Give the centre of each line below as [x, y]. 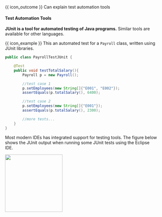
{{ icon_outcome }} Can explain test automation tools [58, 7]
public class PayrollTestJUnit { [39, 58]
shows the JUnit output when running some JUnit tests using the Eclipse [77, 143]
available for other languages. [35, 34]
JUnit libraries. [20, 48]
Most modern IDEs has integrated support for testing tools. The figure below [81, 137]
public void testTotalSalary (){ [46, 70]
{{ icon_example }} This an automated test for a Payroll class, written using [80, 43]
